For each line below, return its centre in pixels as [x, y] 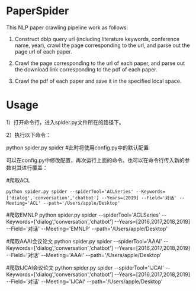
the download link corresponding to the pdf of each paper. [86, 69]
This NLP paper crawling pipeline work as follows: [67, 27]
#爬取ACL [18, 180]
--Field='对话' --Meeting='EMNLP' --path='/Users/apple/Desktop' [87, 229]
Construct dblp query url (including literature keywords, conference [97, 39]
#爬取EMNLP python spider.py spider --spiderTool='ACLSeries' [83, 215]
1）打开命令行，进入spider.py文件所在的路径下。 [65, 122]
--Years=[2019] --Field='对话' [139, 198]
